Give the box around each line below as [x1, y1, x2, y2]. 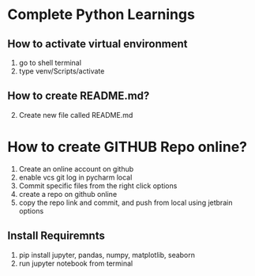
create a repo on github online [18, 189, 118, 198]
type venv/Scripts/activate [18, 66, 105, 76]
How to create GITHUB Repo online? [7, 138, 248, 156]
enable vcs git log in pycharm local [18, 172, 133, 182]
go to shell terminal [18, 58, 82, 67]
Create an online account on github [18, 164, 134, 173]
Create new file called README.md [18, 110, 133, 119]
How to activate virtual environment [7, 37, 188, 51]
